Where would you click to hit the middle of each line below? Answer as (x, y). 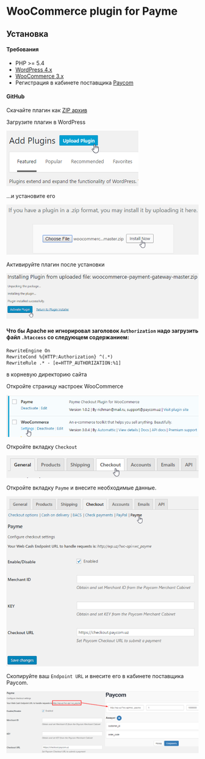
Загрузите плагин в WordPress (46, 122)
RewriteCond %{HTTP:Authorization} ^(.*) (60, 357)
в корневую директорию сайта (47, 374)
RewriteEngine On (28, 351)
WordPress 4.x (34, 69)
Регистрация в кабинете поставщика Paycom (74, 82)
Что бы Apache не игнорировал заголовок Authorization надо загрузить (103, 330)
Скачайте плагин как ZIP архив (47, 110)
